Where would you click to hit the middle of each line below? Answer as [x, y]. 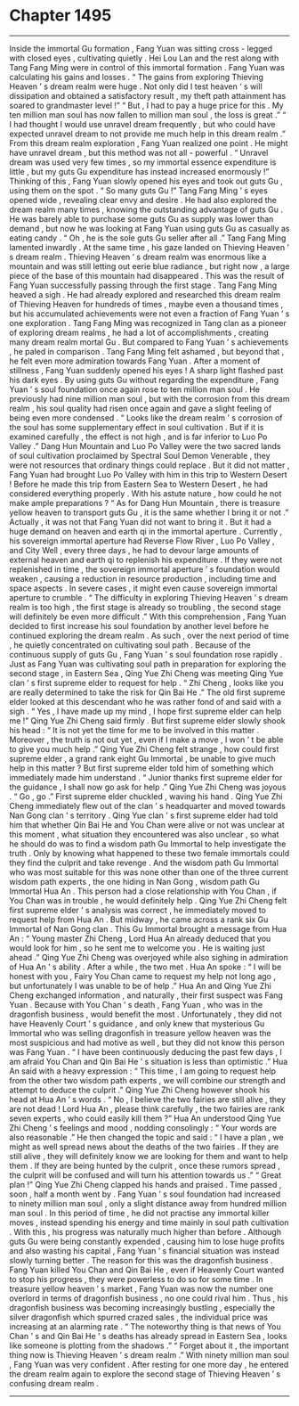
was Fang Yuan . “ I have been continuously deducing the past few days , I [145, 1051]
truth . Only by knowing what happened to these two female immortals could [149, 853]
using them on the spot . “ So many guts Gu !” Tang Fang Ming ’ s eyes [139, 190]
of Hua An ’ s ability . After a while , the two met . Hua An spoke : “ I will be [145, 967]
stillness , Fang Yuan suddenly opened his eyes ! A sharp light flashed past [146, 370]
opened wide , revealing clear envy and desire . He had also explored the [143, 200]
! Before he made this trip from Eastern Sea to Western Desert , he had [139, 484]
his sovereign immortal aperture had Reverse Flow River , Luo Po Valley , [142, 541]
